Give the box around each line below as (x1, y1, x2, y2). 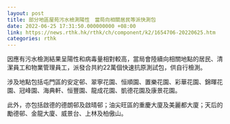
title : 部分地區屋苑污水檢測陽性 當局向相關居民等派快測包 (7, 16, 156, 23)
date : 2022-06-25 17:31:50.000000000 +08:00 (7, 22, 136, 29)
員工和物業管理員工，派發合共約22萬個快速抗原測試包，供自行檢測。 (12, 63, 207, 72)
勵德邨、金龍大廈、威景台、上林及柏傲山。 (7, 110, 127, 118)
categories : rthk (7, 35, 57, 42)
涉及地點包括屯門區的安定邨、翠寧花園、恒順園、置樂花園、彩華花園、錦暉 (7, 78, 217, 86)
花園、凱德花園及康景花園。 (102, 87, 181, 95)
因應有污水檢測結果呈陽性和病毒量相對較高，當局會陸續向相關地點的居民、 (7, 55, 217, 63)
